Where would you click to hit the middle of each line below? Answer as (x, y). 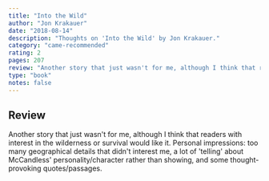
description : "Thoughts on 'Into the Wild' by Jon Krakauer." (114, 38)
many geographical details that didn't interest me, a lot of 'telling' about (126, 151)
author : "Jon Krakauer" (48, 23)
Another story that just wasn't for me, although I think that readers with (125, 135)
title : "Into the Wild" (48, 16)
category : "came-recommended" (59, 46)
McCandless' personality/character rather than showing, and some (118, 160)
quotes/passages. (72, 168)
